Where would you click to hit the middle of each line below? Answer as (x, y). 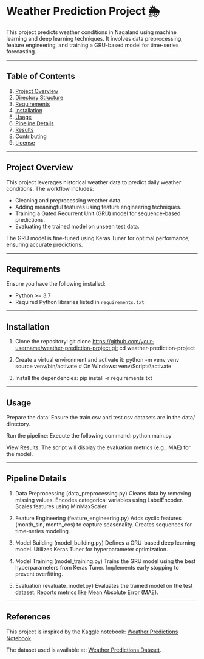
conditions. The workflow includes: (50, 188)
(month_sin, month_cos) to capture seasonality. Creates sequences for (104, 524)
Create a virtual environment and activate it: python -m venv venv (97, 360)
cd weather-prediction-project (157, 348)
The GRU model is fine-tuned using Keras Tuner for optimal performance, (98, 238)
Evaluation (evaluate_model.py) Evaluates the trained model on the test (104, 585)
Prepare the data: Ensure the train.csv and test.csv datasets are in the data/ (101, 417)
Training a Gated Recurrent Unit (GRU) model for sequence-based (98, 213)
